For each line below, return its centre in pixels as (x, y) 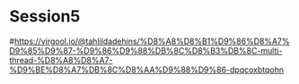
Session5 (45, 17)
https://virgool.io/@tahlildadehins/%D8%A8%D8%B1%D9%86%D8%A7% (152, 41)
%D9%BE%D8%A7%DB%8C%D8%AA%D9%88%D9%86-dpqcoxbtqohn (147, 70)
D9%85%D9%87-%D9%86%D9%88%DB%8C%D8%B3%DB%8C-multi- (146, 50)
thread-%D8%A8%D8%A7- (61, 60)
